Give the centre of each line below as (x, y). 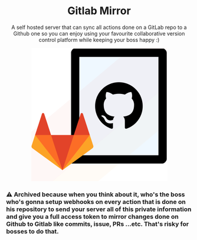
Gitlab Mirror (99, 11)
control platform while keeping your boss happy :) (99, 40)
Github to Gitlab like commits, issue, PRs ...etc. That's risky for (98, 224)
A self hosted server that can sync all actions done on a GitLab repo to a (99, 27)
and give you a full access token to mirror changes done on (92, 216)
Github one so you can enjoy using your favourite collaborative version (99, 33)
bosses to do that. (32, 231)
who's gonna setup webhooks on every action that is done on (96, 202)
